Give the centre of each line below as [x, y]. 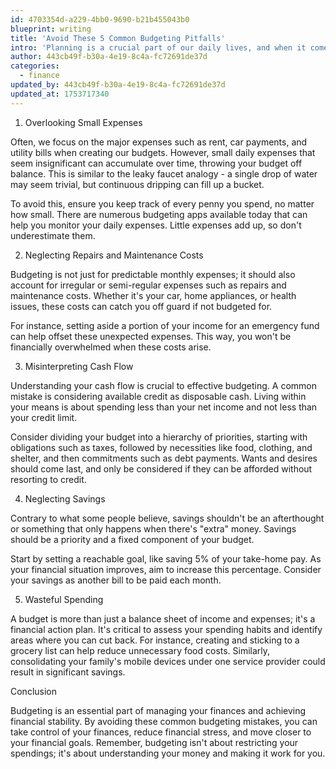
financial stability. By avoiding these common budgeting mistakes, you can [164, 721]
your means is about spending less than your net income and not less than [164, 407]
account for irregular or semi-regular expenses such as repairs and [148, 285]
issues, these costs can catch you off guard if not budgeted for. [141, 306]
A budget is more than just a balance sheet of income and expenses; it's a [163, 618]
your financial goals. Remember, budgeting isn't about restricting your [154, 742]
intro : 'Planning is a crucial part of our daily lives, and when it [158, 47]
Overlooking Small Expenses [83, 122]
